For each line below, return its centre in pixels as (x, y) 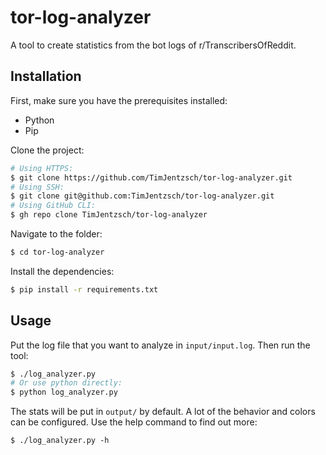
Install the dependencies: (62, 271)
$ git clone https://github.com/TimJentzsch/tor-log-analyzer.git (151, 177)
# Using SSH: (37, 187)
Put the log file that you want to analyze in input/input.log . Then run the (160, 345)
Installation (46, 76)
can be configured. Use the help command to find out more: (134, 422)
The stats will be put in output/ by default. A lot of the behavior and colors (163, 412)
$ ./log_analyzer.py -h (60, 441)
